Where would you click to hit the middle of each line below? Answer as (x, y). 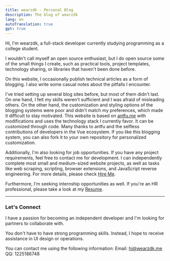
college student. (22, 49)
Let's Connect (23, 207)
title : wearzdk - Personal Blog (39, 10)
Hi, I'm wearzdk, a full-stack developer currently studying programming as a (85, 43)
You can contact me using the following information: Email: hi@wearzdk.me (84, 248)
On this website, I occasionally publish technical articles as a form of (77, 79)
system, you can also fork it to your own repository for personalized (76, 137)
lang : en (14, 19)
